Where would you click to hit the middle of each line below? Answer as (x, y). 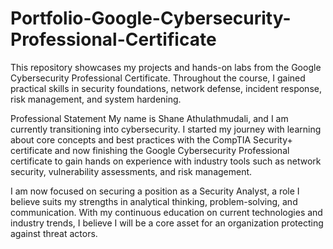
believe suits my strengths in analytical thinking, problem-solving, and (154, 201)
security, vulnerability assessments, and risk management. (131, 171)
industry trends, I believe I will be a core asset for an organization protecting (167, 223)
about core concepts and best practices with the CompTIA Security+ (151, 139)
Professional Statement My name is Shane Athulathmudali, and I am (149, 118)
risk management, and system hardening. (96, 99)
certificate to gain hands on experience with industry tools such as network (166, 161)
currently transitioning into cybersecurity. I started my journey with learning (166, 129)
